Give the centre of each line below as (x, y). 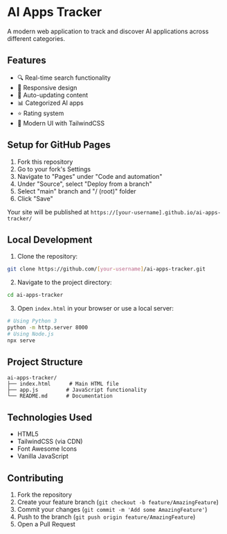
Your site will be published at (48, 212)
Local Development (50, 240)
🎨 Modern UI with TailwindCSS (61, 123)
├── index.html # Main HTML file (63, 384)
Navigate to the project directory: (64, 282)
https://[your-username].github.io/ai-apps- (156, 212)
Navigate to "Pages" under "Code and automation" (90, 176)
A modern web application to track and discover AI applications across (108, 31)
